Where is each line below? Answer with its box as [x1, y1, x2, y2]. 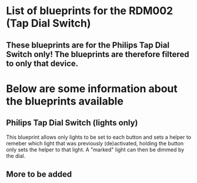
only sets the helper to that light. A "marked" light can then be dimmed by [6, 146, 185, 153]
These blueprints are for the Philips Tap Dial [6, 40, 169, 50]
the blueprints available [6, 94, 123, 108]
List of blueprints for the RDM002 [6, 4, 173, 18]
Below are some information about [6, 82, 178, 95]
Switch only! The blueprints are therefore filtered [6, 49, 189, 59]
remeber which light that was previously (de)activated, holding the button [6, 139, 184, 147]
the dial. [6, 152, 26, 159]
